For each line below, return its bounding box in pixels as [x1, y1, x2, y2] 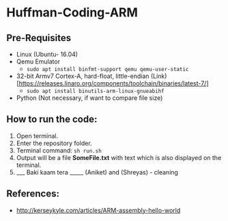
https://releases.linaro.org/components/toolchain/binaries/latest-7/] [18, 79, 209, 87]
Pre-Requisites [6, 32, 72, 44]
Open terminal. [16, 131, 59, 140]
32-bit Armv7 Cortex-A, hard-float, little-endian [16, 72, 149, 80]
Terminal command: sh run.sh [16, 146, 102, 155]
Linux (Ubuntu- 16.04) [16, 50, 79, 58]
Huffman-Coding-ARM [6, 5, 138, 21]
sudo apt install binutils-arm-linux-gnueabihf [26, 88, 165, 94]
